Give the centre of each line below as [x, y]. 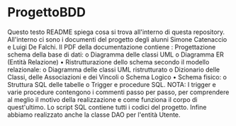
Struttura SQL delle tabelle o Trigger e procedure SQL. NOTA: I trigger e [112, 84]
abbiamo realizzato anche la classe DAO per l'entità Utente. [94, 115]
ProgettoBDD [47, 12]
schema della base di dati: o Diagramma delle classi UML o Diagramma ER [116, 55]
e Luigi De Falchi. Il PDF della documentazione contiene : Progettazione [112, 47]
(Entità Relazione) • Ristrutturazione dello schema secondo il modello [108, 62]
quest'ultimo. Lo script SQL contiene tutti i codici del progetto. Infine [107, 107]
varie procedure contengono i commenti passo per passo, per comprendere [118, 92]
